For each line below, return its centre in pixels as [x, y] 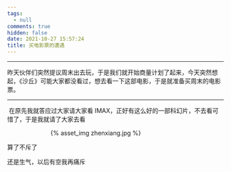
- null [23, 20]
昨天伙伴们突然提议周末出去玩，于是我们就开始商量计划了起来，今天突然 [109, 72]
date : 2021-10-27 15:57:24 [46, 39]
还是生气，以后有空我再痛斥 [46, 162]
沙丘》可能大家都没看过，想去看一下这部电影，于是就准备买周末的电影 [121, 81]
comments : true [29, 26]
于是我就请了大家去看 [55, 119]
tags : [15, 13]
